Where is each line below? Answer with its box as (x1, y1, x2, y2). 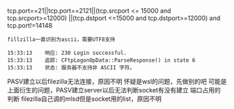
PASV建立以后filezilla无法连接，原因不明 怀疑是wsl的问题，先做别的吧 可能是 (7, 77, 228, 85)
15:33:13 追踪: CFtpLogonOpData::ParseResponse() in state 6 (7, 57, 196, 64)
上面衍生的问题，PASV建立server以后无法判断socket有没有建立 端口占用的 (7, 86, 221, 94)
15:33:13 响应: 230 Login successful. (7, 49, 127, 56)
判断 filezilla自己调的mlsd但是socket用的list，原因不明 (7, 94, 162, 103)
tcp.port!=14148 (7, 22, 53, 29)
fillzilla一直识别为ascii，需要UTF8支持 (7, 36, 116, 43)
